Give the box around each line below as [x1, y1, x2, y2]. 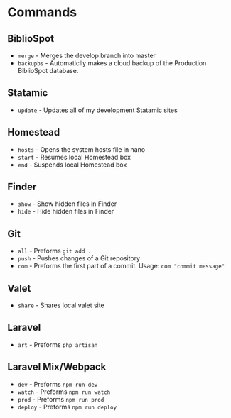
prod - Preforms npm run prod [17, 395, 104, 403]
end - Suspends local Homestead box [17, 160, 127, 169]
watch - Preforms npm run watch [17, 387, 111, 396]
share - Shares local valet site [17, 301, 104, 309]
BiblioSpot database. [17, 67, 79, 75]
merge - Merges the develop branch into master [17, 51, 156, 60]
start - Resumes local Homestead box [17, 153, 131, 161]
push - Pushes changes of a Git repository [17, 254, 141, 263]
